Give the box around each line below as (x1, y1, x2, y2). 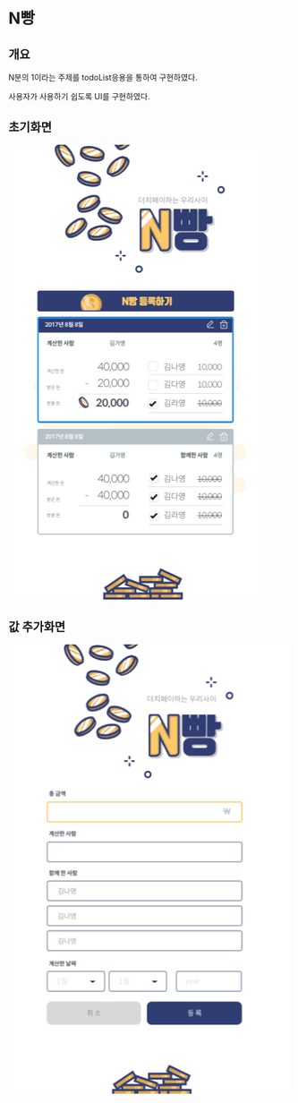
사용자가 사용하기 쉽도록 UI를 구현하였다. (8, 91, 150, 101)
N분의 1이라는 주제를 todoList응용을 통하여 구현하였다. (8, 73, 198, 82)
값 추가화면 (8, 620, 66, 635)
